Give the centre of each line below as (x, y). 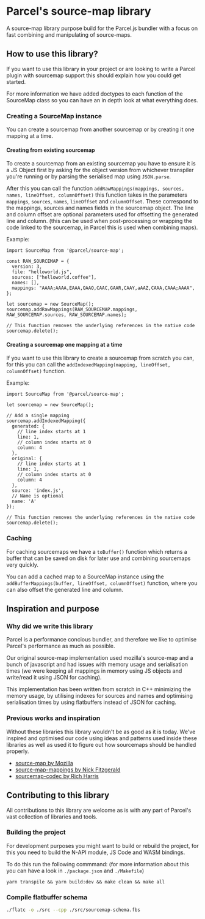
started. (16, 81)
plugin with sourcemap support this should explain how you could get (94, 75)
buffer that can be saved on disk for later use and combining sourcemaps (99, 558)
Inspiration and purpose (53, 609)
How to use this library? (52, 54)
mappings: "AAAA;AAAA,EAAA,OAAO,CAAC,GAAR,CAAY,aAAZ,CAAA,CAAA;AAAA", (103, 288)
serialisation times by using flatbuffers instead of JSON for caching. (92, 702)
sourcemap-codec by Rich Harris (57, 776)
